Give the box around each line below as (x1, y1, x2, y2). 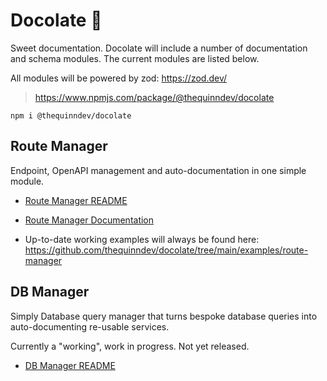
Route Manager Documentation (24, 214, 155, 226)
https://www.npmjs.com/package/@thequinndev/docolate (34, 91, 275, 103)
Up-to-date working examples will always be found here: (24, 233, 260, 245)
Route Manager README (24, 194, 128, 206)
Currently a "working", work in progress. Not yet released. (10, 340, 250, 352)
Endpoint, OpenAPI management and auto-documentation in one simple (10, 164, 307, 176)
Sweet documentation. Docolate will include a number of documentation (10, 42, 308, 54)
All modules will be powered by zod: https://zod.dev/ (10, 72, 228, 84)
